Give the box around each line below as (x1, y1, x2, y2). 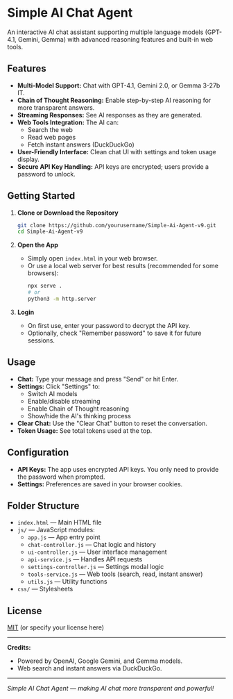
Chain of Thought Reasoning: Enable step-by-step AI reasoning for (17, 96, 212, 104)
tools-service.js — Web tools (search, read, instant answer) (27, 570, 203, 578)
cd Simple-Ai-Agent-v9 (17, 228, 83, 236)
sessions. (27, 336, 55, 345)
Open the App (17, 241, 59, 249)
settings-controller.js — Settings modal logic (27, 563, 164, 571)
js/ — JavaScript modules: (17, 526, 95, 534)
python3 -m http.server (27, 295, 97, 303)
